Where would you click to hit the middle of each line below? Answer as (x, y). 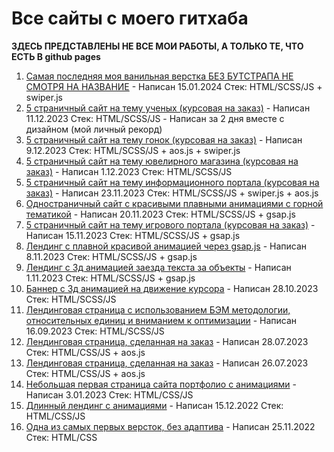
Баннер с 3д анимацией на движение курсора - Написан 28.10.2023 (172, 288)
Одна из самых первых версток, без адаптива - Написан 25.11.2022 (170, 426)
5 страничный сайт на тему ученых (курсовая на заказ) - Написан (168, 108)
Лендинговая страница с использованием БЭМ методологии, (158, 309)
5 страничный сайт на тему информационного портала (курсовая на (172, 182)
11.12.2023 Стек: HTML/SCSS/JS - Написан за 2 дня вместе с (155, 118)
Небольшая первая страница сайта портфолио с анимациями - (161, 384)
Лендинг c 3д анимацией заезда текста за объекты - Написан (158, 267)
